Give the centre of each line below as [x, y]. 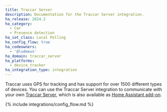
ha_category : [19, 24]
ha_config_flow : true [28, 42]
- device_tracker [28, 65]
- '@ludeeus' [23, 51]
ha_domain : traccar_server [33, 56]
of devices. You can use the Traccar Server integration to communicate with [84, 89]
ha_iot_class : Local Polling [35, 38]
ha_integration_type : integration [41, 70]
